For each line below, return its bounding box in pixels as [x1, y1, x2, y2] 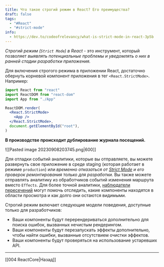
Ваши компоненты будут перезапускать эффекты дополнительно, [12, 227, 150, 233]
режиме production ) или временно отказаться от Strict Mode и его [5, 166, 144, 172]
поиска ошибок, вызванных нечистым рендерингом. [12, 222, 123, 227]
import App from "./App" [5, 96, 56, 102]
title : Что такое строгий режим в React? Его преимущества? [5, 7, 130, 12]
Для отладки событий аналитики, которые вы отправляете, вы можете [5, 156, 153, 162]
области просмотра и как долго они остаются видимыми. [5, 192, 126, 198]
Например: [5, 78, 28, 84]
